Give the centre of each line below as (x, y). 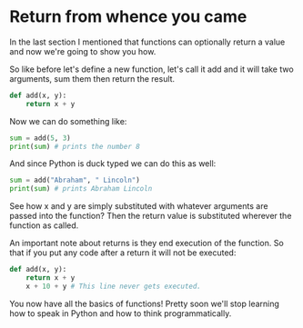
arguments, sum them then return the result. (92, 78)
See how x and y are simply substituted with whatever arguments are (139, 206)
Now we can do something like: (68, 121)
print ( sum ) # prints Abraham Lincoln (81, 189)
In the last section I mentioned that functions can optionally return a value (147, 42)
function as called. (44, 225)
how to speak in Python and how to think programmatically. (121, 313)
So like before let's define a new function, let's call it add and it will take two (151, 69)
